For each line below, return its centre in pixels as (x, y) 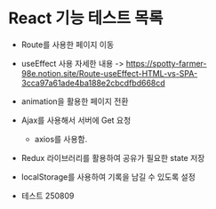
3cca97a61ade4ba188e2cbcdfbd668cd (93, 83)
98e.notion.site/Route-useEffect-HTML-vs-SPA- (109, 73)
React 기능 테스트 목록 (86, 18)
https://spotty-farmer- (166, 63)
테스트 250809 (48, 196)
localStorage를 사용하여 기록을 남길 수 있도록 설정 (108, 177)
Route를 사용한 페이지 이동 (68, 44)
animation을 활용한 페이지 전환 (75, 101)
